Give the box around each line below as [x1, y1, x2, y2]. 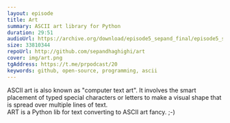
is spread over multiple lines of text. [7, 100, 108, 109]
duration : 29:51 [7, 29, 53, 36]
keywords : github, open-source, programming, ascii [7, 67, 157, 74]
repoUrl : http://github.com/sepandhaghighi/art [7, 49, 146, 55]
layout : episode [7, 10, 53, 17]
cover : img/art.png [7, 55, 63, 61]
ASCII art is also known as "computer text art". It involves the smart [7, 86, 196, 94]
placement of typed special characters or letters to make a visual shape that [7, 93, 222, 101]
